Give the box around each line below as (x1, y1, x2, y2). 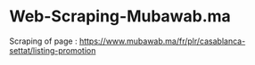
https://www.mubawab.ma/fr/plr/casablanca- (78, 36, 246, 46)
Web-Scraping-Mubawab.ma (9, 6, 232, 27)
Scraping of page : (9, 36, 78, 46)
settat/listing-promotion (9, 45, 96, 55)
